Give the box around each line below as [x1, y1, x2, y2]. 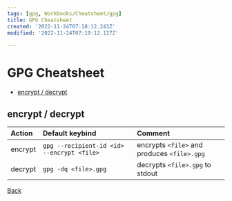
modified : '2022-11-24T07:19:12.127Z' [7, 29, 119, 37]
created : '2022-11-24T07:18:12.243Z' [7, 23, 116, 30]
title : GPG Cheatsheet [7, 17, 72, 23]
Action [10, 128, 33, 138]
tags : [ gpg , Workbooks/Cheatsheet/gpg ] [7, 10, 122, 17]
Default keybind [42, 128, 97, 138]
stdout [137, 169, 158, 178]
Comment [137, 128, 171, 138]
